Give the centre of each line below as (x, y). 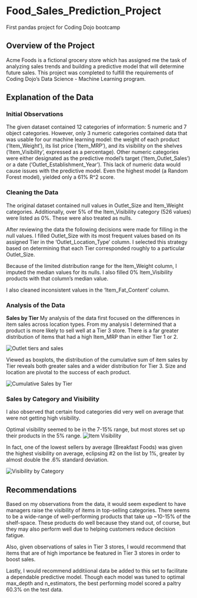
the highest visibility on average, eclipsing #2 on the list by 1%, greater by (95, 453)
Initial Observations (35, 115)
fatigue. (15, 535)
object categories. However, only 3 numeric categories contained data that (97, 133)
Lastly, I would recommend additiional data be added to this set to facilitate (97, 571)
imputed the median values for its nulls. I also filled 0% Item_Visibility (89, 272)
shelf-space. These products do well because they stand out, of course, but (98, 523)
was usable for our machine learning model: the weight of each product (93, 139)
